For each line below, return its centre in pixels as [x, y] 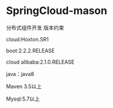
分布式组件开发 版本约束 [35, 27]
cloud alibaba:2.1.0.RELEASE [40, 62]
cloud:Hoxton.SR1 [27, 39]
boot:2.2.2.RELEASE [30, 50]
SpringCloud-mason [56, 11]
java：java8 [20, 74]
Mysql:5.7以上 [23, 99]
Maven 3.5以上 [24, 86]
